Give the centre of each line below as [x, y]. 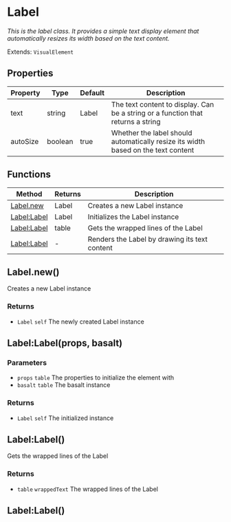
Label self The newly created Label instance [80, 322]
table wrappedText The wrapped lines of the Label [87, 489]
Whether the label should [152, 133]
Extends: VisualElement [41, 52]
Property [25, 92]
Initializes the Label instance [133, 216]
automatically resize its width [158, 141]
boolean [60, 141]
